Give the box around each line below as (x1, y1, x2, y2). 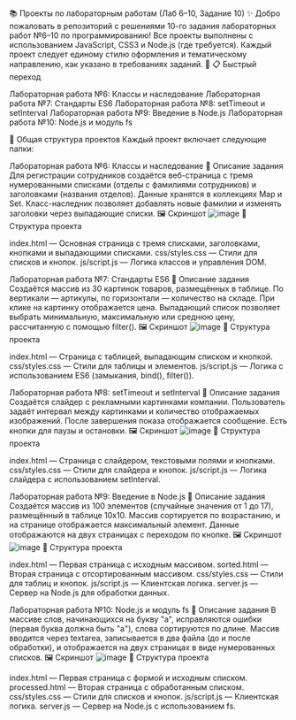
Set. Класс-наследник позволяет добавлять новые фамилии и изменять (9, 198, 282, 209)
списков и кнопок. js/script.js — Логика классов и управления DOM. (9, 257, 267, 267)
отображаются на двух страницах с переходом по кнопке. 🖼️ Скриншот (9, 530, 283, 540)
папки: (9, 143, 34, 154)
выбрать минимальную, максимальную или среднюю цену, (9, 311, 236, 322)
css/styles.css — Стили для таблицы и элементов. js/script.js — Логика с (9, 361, 284, 371)
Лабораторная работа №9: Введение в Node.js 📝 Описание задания (9, 491, 266, 502)
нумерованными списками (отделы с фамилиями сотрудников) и (9, 180, 257, 189)
